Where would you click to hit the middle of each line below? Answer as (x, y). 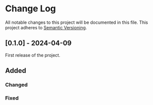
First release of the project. (33, 55)
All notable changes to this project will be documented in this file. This (77, 22)
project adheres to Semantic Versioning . (46, 27)
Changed (17, 85)
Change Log (30, 9)
